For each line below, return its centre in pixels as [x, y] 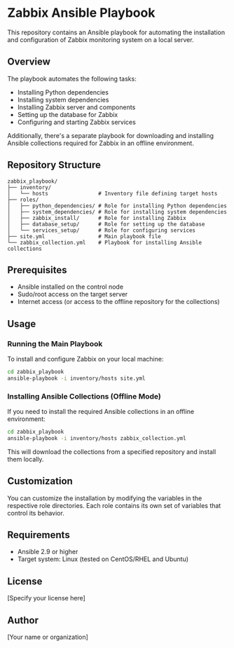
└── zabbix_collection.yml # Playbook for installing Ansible [104, 242]
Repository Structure [54, 165]
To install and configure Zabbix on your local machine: [85, 359]
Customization [40, 481]
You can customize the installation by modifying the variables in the [105, 498]
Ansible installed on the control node [70, 287]
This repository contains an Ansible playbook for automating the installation [116, 32]
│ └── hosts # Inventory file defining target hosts [112, 193]
